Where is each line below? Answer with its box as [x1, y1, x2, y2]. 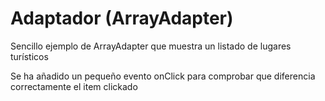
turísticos [10, 50, 49, 62]
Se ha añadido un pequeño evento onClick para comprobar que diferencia [10, 70, 316, 82]
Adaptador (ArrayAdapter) [10, 7, 234, 30]
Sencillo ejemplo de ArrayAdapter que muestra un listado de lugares [10, 40, 292, 52]
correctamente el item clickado [10, 80, 138, 92]
